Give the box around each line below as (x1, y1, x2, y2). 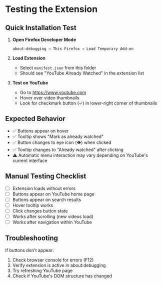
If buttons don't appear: (5, 247, 54, 253)
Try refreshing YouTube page (12, 267, 73, 273)
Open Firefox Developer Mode (12, 36, 76, 42)
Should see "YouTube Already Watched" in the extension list (19, 70, 144, 76)
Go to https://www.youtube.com (19, 89, 86, 95)
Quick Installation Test (5, 23, 76, 32)
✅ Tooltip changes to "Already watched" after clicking (12, 146, 124, 152)
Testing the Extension (5, 3, 98, 15)
